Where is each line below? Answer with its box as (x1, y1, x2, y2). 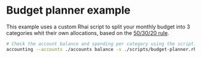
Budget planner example (6, 4, 130, 17)
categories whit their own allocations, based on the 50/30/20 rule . (6, 29, 169, 36)
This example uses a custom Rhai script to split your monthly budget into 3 (6, 23, 190, 30)
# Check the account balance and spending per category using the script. (6, 41, 197, 47)
